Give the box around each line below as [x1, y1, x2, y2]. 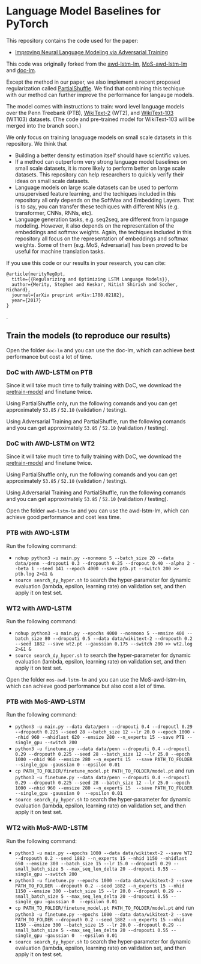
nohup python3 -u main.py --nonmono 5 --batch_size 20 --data [14, 555, 174, 561]
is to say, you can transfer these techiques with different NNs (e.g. [14, 203, 179, 210]
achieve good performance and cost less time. [6, 514, 122, 521]
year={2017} [11, 297, 42, 303]
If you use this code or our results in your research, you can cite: [6, 259, 166, 266]
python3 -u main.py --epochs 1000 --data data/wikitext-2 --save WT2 [14, 850, 193, 856]
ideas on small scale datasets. [14, 177, 90, 184]
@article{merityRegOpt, [6, 271, 66, 277]
